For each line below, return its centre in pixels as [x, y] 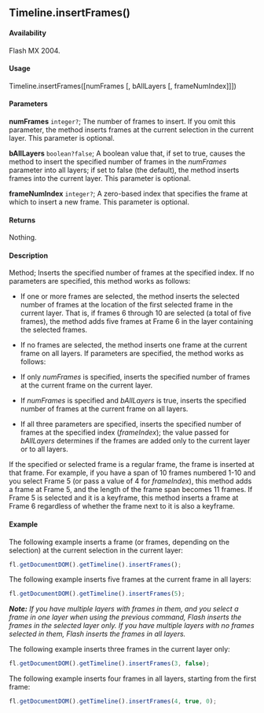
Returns [22, 220]
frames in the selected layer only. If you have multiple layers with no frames [132, 626]
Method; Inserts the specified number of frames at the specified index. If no [132, 273]
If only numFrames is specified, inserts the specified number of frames [135, 377]
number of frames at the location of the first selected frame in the [126, 305]
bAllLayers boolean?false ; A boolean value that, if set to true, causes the [127, 153]
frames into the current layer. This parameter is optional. [100, 178]
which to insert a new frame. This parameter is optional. [99, 202]
